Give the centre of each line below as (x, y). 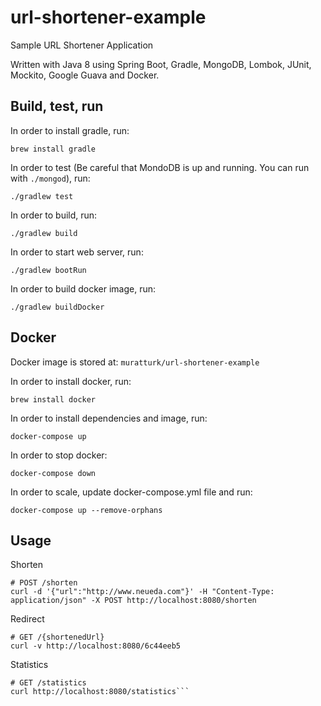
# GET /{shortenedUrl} (57, 637)
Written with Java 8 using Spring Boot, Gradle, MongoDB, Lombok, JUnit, (161, 64)
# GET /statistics (48, 683)
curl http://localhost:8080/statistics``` (100, 692)
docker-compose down (53, 473)
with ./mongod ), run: (50, 178)
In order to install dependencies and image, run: (109, 418)
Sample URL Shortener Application (82, 45)
